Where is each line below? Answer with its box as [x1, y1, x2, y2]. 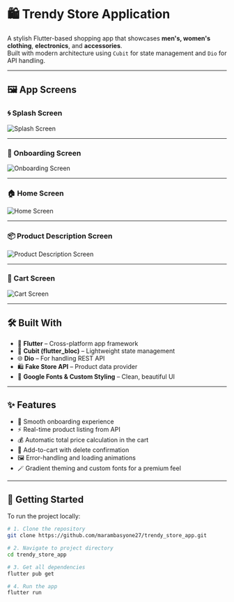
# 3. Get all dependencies [7, 564, 86, 571]
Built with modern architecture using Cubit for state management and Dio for [7, 49, 227, 57]
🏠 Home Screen [7, 188, 64, 198]
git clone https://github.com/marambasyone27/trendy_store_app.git [7, 532, 208, 539]
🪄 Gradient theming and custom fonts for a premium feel [17, 464, 181, 472]
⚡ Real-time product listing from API [17, 426, 120, 434]
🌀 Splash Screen [7, 108, 63, 118]
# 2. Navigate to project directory [7, 545, 114, 552]
